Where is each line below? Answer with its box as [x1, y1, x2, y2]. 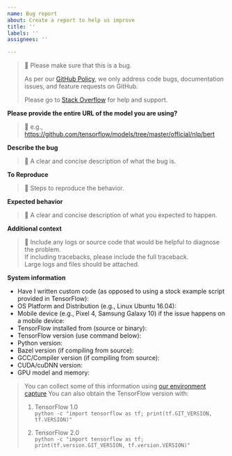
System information [7, 274, 66, 282]
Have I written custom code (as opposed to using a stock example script [17, 287, 225, 296]
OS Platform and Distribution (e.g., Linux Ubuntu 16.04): [17, 302, 177, 310]
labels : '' [7, 29, 39, 37]
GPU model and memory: [17, 368, 90, 377]
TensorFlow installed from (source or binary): [17, 324, 147, 333]
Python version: [17, 339, 63, 347]
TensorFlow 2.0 [34, 429, 80, 437]
